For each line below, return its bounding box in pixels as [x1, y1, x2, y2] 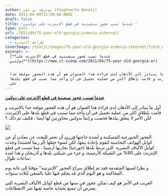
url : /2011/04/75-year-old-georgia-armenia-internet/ [5, 30, 120, 35]
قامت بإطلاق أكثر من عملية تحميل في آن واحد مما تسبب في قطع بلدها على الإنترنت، [5, 109, 161, 115]
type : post [5, 26, 28, 31]
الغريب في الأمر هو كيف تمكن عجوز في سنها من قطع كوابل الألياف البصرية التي [5, 180, 152, 186]
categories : [5, 35, 30, 40]
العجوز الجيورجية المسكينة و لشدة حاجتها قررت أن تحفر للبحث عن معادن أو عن [5, 134, 151, 140]
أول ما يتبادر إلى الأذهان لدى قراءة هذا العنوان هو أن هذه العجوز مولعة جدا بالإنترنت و [5, 104, 161, 110]
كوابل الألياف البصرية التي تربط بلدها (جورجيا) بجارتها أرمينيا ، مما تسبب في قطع [5, 144, 154, 150]
